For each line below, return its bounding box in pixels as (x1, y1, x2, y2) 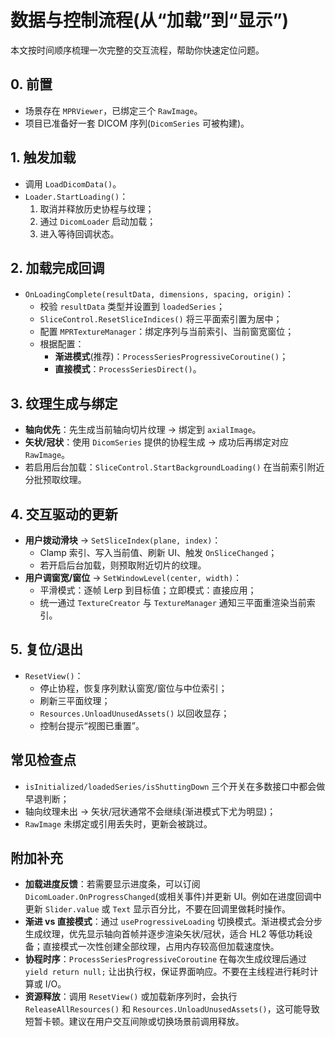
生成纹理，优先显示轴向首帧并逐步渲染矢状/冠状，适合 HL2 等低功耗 (24, 928, 305, 940)
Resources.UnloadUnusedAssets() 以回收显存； (39, 707, 230, 719)
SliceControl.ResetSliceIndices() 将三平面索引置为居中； (39, 313, 283, 325)
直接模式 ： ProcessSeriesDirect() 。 (54, 363, 202, 375)
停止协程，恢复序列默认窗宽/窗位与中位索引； (39, 682, 228, 694)
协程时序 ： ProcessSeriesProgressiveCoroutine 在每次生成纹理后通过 (24, 953, 307, 965)
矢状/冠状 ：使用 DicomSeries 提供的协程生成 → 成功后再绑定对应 (24, 436, 290, 448)
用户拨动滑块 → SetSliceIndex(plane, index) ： (24, 534, 222, 546)
